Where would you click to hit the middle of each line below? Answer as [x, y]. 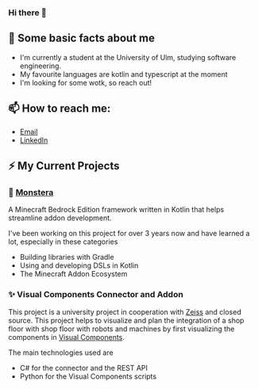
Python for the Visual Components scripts [88, 376]
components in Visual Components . [67, 337]
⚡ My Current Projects [64, 166]
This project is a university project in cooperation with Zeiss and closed [125, 311]
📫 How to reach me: [60, 109]
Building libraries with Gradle [67, 257]
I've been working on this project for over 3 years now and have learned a [129, 234]
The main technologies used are [61, 353]
